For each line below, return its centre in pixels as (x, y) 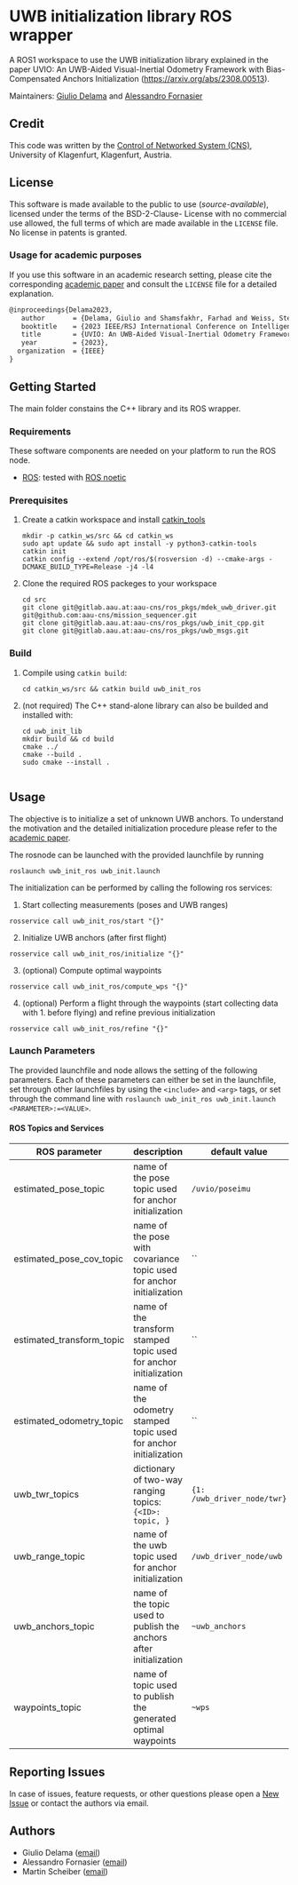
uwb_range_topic (50, 1556)
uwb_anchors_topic (54, 1626)
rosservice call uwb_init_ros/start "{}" (87, 921)
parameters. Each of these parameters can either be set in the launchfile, (143, 1079)
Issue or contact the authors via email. (79, 1803)
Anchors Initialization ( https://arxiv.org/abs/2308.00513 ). (166, 78)
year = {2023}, (65, 343)
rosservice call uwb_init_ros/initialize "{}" (97, 954)
